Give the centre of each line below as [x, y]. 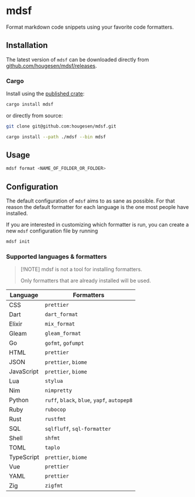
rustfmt [55, 419]
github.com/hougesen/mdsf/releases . [52, 66]
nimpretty [58, 391]
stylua [54, 381]
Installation [27, 45]
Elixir [16, 324]
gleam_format [63, 334]
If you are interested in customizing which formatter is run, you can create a [97, 225]
